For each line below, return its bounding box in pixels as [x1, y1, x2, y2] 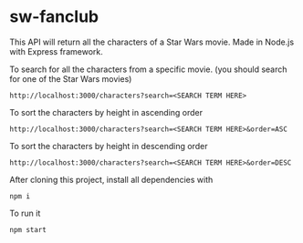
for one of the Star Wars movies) [9, 73, 132, 84]
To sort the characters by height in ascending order [9, 106, 204, 117]
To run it [9, 208, 41, 218]
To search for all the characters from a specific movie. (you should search [9, 64, 287, 75]
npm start [9, 225, 47, 234]
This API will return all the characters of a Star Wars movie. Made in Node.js [9, 36, 295, 47]
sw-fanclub [9, 6, 99, 27]
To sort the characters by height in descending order [9, 140, 208, 151]
